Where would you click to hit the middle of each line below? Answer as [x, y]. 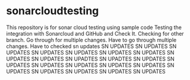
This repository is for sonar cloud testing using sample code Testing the [94, 27]
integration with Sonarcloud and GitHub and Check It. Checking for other [95, 33]
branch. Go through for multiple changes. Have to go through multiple [91, 40]
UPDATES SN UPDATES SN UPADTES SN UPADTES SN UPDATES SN [90, 59]
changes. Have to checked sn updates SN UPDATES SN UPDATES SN [91, 46]
